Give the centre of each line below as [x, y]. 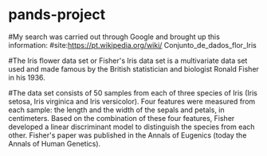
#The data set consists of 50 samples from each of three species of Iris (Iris [133, 92]
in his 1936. [27, 77]
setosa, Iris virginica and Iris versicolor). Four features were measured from [132, 101]
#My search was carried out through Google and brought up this [114, 37]
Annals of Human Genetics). [55, 143]
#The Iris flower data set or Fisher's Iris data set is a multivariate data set [128, 60]
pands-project [57, 15]
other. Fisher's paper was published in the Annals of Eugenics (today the [128, 135]
